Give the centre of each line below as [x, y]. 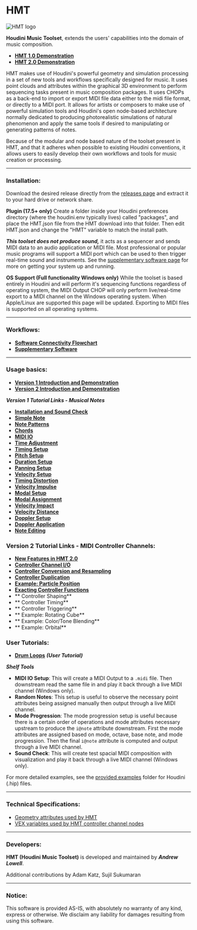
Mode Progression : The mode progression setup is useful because [96, 716]
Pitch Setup [29, 455]
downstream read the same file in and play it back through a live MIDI [98, 684]
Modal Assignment [38, 499]
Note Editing [30, 530]
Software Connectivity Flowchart [56, 343]
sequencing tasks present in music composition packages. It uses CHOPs [95, 92]
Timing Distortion [36, 480]
